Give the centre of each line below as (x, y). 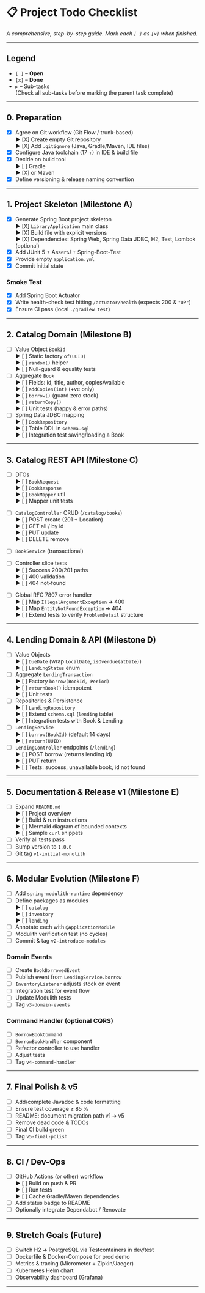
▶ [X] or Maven (35, 172)
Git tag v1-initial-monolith (50, 853)
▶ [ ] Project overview (43, 814)
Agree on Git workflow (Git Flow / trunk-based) (74, 132)
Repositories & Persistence (49, 701)
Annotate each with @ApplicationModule (65, 927)
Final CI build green (40, 1130)
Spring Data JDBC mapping (50, 415)
